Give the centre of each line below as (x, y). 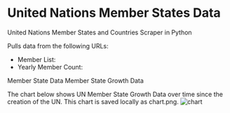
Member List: (36, 59)
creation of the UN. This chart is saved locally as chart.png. (93, 101)
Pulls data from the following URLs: (58, 46)
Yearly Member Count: (50, 67)
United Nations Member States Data (114, 13)
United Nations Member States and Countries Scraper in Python (100, 32)
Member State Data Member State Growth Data (75, 80)
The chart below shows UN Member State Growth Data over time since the (115, 94)
